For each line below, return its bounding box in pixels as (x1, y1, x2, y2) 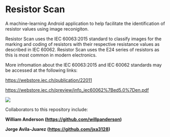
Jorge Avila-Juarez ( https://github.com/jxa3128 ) (5, 126, 111, 132)
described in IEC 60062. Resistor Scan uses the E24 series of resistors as (5, 46, 160, 52)
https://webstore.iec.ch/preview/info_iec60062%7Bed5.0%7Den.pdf (5, 87, 149, 93)
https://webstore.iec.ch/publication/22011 (5, 77, 92, 83)
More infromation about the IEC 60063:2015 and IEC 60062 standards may (5, 62, 162, 68)
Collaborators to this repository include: (5, 106, 88, 113)
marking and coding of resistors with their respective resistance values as (5, 41, 160, 47)
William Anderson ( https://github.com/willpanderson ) (5, 116, 122, 122)
